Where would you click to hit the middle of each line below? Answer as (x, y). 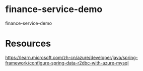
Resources (28, 44)
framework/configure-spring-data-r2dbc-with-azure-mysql (67, 63)
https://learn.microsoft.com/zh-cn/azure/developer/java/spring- (72, 57)
